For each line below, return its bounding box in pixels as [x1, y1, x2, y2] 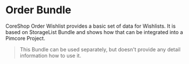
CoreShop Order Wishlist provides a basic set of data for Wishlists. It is [5, 22, 176, 29]
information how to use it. [19, 52, 82, 59]
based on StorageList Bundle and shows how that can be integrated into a [5, 28, 183, 35]
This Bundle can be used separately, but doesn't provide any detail [19, 46, 181, 52]
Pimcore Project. [5, 35, 45, 42]
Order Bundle [5, 3, 71, 17]
